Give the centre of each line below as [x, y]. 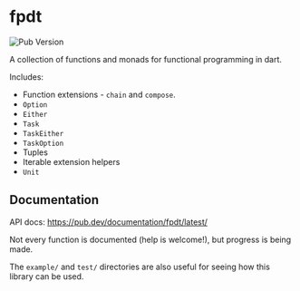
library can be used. [47, 276]
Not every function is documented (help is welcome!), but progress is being [150, 239]
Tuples [35, 152]
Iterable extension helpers [71, 161]
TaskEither [43, 133]
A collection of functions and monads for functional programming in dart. [146, 59]
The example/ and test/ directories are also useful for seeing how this [140, 267]
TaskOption [43, 143]
